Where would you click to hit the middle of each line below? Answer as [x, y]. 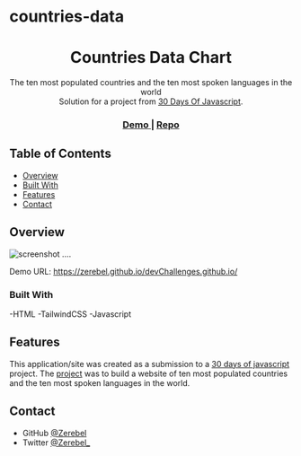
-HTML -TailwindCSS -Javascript [71, 314]
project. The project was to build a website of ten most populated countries [149, 373]
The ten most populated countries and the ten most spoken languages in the [151, 83]
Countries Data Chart [151, 58]
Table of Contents [61, 154]
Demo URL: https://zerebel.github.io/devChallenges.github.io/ [124, 271]
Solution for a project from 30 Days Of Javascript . [151, 101]
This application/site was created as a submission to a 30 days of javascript [150, 364]
